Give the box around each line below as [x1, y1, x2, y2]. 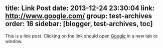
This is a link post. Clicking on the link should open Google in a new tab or [5, 32, 158, 39]
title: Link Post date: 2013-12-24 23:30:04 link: [5, 4, 155, 12]
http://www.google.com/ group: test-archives [5, 12, 152, 20]
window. [5, 38, 23, 44]
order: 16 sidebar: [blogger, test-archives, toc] [5, 19, 153, 28]
